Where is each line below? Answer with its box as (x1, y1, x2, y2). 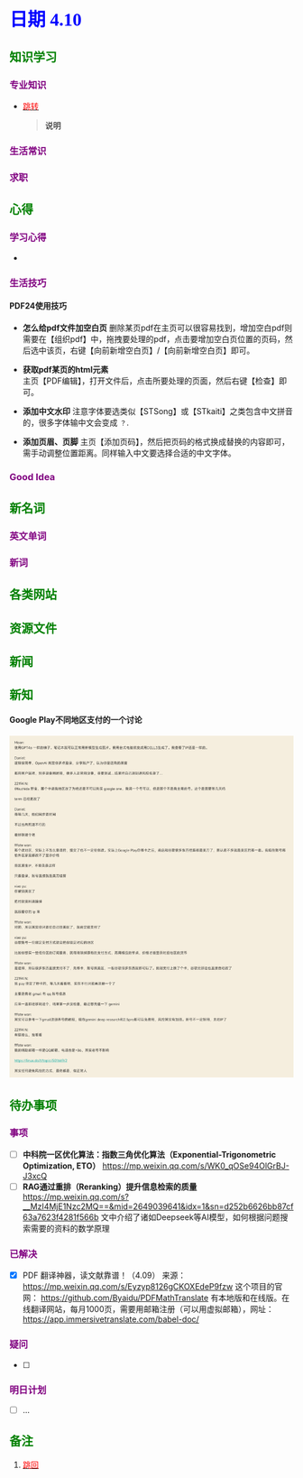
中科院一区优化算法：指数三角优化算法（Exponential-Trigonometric (22, 1149, 277, 1159)
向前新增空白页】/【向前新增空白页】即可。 (93, 345, 255, 356)
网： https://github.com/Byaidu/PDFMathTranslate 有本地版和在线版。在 (22, 1292, 290, 1304)
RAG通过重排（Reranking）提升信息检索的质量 (22, 1181, 197, 1192)
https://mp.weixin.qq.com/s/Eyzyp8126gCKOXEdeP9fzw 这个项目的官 (22, 1281, 283, 1292)
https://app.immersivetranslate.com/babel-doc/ (22, 1314, 200, 1325)
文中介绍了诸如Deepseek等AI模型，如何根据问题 (100, 1211, 280, 1223)
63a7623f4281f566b (22, 1211, 99, 1223)
